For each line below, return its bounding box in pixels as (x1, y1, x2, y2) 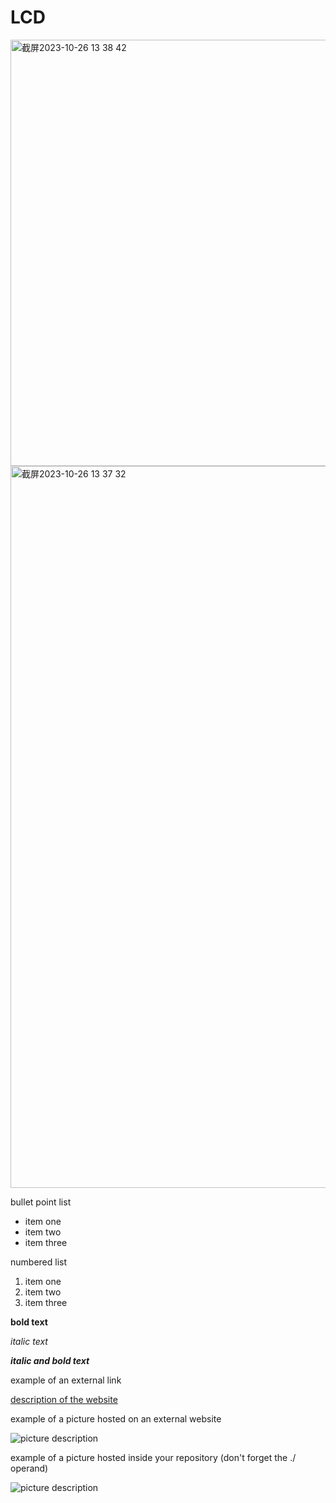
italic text (10, 1335, 48, 1347)
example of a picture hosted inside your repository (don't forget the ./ (10, 1451, 297, 1463)
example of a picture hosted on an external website (10, 1412, 222, 1425)
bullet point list (10, 1196, 72, 1208)
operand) (10, 1462, 49, 1474)
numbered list (10, 1256, 68, 1268)
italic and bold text (10, 1354, 90, 1366)
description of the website (10, 1393, 118, 1405)
